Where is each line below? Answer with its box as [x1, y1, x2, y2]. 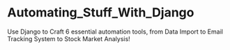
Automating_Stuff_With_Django [7, 5, 194, 21]
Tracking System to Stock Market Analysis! [7, 34, 130, 42]
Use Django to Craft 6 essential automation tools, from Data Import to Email [7, 27, 223, 36]
